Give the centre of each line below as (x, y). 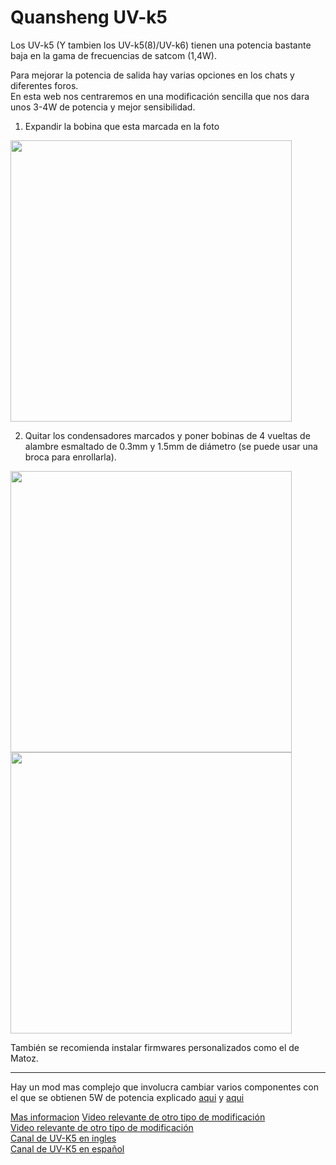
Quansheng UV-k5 (89, 17)
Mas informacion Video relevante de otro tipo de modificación (138, 1117)
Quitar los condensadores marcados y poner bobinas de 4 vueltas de (167, 435)
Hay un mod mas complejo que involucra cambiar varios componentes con (165, 1087)
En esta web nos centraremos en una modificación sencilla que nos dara (160, 96)
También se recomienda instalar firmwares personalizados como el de (155, 1047)
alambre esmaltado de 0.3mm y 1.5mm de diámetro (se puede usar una (171, 446)
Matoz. (24, 1058)
